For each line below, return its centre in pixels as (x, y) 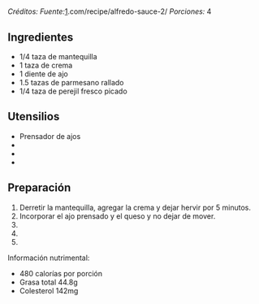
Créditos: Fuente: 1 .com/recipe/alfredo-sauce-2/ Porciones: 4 (110, 11)
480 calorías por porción (61, 273)
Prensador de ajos (50, 136)
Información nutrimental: (49, 258)
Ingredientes (41, 37)
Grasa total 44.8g (48, 282)
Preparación (39, 188)
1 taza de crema (46, 65)
